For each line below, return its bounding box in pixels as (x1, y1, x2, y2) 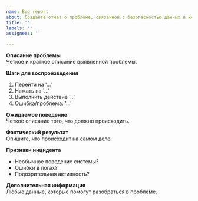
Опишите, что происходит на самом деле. (6, 135, 113, 142)
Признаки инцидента (6, 147, 61, 154)
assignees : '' (6, 31, 41, 37)
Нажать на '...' (14, 87, 50, 94)
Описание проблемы (6, 52, 61, 59)
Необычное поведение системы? (14, 158, 99, 165)
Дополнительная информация (6, 182, 86, 189)
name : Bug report (6, 8, 49, 15)
